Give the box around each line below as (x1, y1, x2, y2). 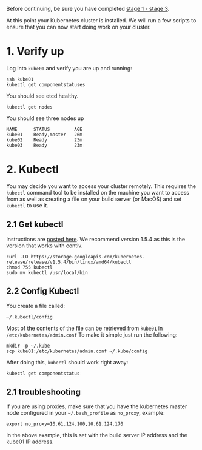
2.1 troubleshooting (6, 386, 81, 397)
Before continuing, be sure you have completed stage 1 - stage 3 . (6, 5, 170, 12)
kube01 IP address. (6, 438, 54, 445)
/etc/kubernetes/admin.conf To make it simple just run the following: (6, 331, 178, 338)
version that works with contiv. (6, 242, 83, 249)
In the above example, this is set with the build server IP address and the (6, 432, 188, 439)
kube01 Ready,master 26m (6, 132, 83, 138)
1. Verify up (6, 45, 64, 58)
